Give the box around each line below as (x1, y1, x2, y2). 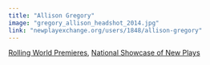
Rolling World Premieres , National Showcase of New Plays (8, 48, 200, 58)
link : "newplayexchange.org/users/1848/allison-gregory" (8, 26, 203, 34)
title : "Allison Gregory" (8, 11, 95, 20)
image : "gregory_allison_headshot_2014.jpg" (8, 19, 160, 27)
